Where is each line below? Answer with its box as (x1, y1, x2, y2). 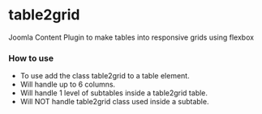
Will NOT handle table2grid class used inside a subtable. (19, 97, 209, 107)
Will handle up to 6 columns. (19, 79, 116, 90)
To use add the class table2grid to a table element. (19, 71, 190, 81)
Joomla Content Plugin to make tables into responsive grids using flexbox (8, 32, 254, 42)
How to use (8, 53, 54, 64)
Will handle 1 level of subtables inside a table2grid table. (19, 88, 208, 98)
